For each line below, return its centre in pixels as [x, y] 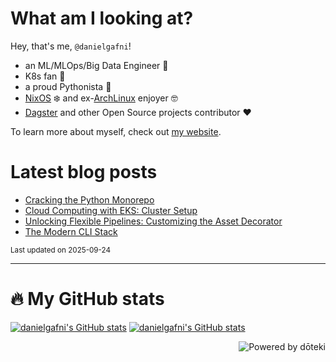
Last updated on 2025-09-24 [61, 250]
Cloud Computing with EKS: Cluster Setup [111, 210]
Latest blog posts [84, 172]
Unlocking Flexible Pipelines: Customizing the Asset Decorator [153, 221]
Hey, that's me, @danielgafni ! [71, 46]
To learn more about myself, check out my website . [116, 131]
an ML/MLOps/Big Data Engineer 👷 [96, 65]
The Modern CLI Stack [71, 231]
